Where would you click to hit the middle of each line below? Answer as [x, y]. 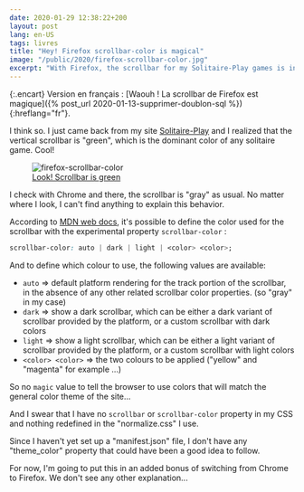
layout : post [34, 26]
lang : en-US [32, 34]
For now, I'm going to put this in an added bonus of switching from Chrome [149, 468]
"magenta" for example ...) [72, 369]
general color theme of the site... [70, 396]
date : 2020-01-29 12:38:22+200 [68, 18]
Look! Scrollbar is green [76, 176]
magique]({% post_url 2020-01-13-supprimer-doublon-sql [118, 103]
